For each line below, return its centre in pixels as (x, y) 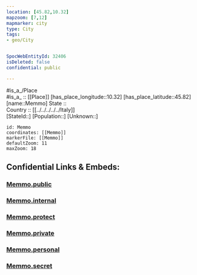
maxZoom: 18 (21, 148)
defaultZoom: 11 (27, 143)
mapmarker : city (27, 23)
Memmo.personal (33, 250)
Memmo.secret (29, 266)
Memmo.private (30, 233)
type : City (20, 29)
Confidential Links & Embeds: (63, 167)
